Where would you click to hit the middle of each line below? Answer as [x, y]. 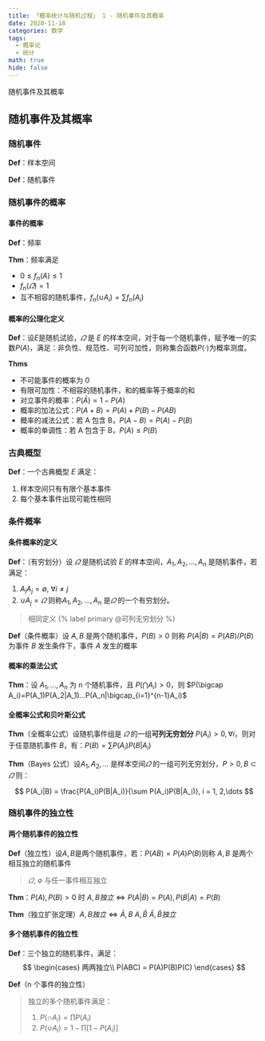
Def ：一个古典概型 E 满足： [53, 472]
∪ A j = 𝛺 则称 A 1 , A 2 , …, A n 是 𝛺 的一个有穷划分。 [97, 601]
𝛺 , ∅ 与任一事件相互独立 [67, 880]
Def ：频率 [25, 242]
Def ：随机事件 [32, 180]
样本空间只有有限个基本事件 [65, 489]
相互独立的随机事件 [40, 863]
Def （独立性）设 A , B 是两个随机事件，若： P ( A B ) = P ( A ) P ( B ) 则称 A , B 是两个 [131, 853]
